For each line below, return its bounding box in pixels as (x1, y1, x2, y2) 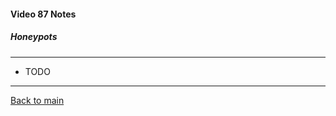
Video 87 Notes (10, 8, 77, 20)
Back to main (10, 94, 65, 106)
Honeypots (10, 31, 58, 43)
